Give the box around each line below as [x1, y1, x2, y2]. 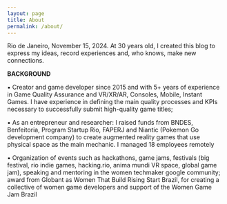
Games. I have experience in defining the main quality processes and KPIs [7, 98, 218, 106]
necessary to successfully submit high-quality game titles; [7, 105, 174, 114]
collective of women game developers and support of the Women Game [7, 183, 213, 192]
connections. [7, 57, 45, 65]
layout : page [7, 10, 45, 17]
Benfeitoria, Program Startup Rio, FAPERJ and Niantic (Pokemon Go [7, 125, 199, 134]
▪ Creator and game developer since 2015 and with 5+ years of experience [7, 83, 220, 92]
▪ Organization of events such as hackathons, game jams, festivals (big [7, 154, 210, 162]
